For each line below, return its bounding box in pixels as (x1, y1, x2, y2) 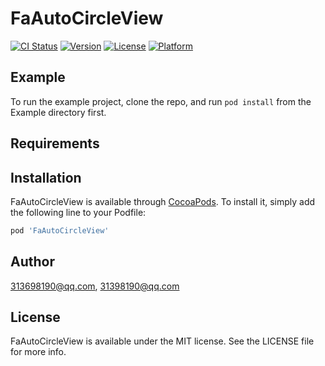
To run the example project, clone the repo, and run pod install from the (10, 95, 312, 107)
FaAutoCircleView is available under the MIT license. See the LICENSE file (10, 335, 315, 347)
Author (10, 253, 55, 271)
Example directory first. (10, 106, 107, 118)
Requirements (10, 135, 100, 152)
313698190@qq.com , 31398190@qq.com (10, 280, 180, 292)
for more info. (10, 346, 67, 358)
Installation (10, 169, 82, 186)
